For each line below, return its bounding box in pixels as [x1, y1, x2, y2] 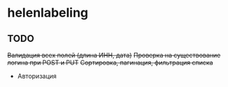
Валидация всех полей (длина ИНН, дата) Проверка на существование [7, 51, 221, 59]
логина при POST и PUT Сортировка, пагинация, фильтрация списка [7, 58, 213, 67]
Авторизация [17, 72, 58, 80]
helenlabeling [7, 5, 89, 21]
